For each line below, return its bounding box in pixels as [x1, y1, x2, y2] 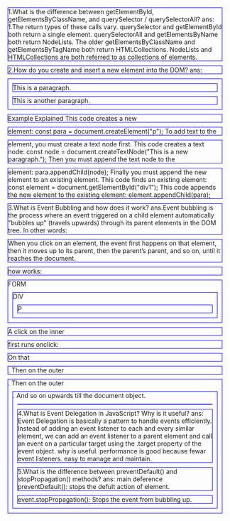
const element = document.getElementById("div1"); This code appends [8, 183, 217, 191]
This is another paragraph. [13, 97, 90, 104]
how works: [8, 267, 43, 275]
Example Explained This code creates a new [8, 114, 138, 122]
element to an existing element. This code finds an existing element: [8, 176, 207, 183]
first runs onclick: [8, 340, 60, 348]
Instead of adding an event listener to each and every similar [18, 424, 195, 432]
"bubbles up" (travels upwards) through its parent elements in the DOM [8, 219, 217, 227]
